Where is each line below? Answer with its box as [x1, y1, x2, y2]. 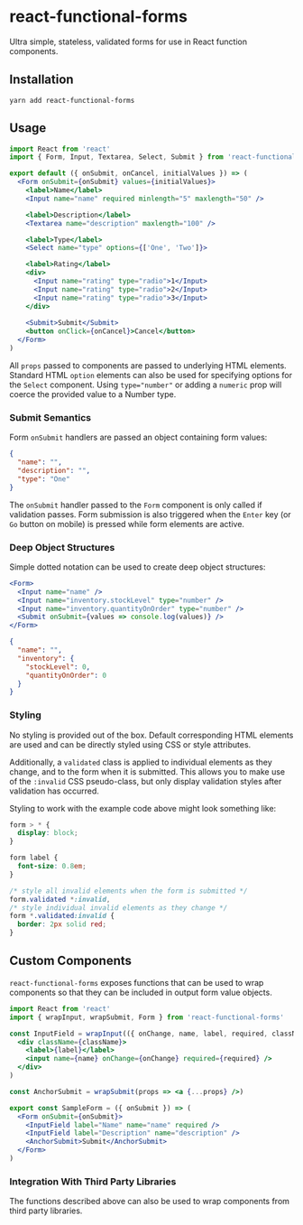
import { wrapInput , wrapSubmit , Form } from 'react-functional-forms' [9, 1013, 284, 1022]
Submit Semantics [9, 411, 92, 423]
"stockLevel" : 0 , [25, 662, 91, 672]
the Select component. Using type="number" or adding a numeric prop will [9, 379, 282, 390]
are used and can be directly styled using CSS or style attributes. [9, 738, 252, 750]
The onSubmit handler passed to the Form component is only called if [9, 499, 263, 510]
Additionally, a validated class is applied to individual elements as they [9, 756, 272, 767]
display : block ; [17, 829, 78, 838]
